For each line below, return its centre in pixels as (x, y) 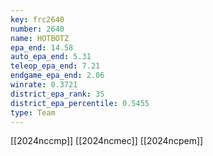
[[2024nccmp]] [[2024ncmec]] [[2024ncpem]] (107, 141)
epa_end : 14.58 (42, 47)
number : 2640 (37, 29)
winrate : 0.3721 (44, 85)
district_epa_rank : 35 (57, 94)
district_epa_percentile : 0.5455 (80, 103)
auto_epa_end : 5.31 (51, 57)
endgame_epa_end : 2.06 (57, 76)
